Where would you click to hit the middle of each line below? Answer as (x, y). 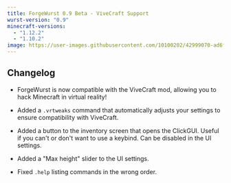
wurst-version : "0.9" (38, 20)
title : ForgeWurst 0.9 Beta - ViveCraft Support (78, 13)
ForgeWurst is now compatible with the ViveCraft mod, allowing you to (117, 89)
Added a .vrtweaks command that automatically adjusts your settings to (119, 110)
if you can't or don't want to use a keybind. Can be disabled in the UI (114, 138)
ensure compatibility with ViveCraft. (68, 117)
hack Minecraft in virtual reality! (62, 97)
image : (16, 45)
